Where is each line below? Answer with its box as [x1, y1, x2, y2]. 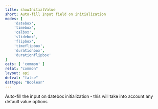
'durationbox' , [14, 48, 45, 53]
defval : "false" [5, 75, 38, 80]
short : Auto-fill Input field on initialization [5, 12, 106, 17]
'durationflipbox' [14, 52, 51, 58]
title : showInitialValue [5, 7, 56, 12]
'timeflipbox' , [14, 44, 45, 48]
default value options [5, 98, 48, 104]
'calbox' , [14, 30, 34, 35]
